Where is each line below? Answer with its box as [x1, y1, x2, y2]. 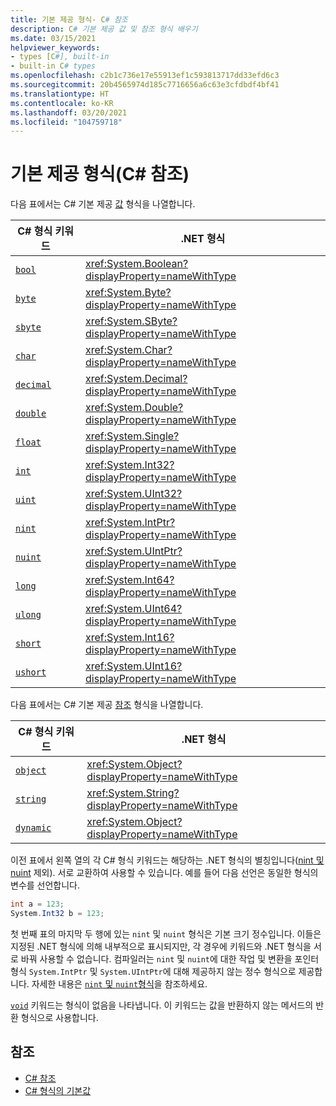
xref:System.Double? [85, 401, 184, 415]
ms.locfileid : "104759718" [10, 117, 123, 127]
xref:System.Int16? [85, 631, 175, 645]
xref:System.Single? [85, 429, 180, 443]
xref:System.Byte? [85, 286, 172, 300]
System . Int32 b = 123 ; [10, 909, 105, 919]
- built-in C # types [10, 61, 97, 71]
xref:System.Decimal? [85, 372, 188, 386]
